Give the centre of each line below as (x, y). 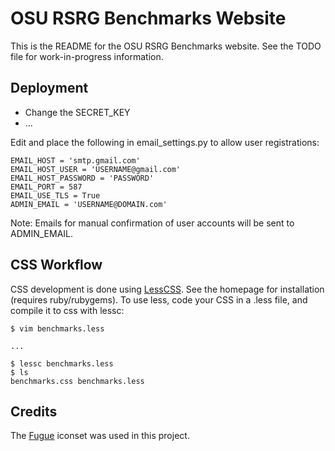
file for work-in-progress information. (87, 56)
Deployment (49, 88)
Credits (34, 411)
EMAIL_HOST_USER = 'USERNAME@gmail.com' (96, 169)
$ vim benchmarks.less (57, 328)
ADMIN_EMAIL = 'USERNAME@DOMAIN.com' (89, 204)
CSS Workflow (56, 265)
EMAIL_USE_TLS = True (55, 195)
